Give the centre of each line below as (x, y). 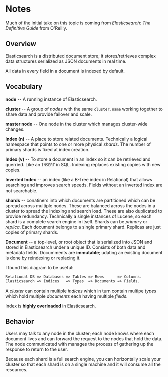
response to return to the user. (37, 349)
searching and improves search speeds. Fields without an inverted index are (84, 185)
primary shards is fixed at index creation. (47, 149)
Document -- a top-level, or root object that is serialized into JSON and (79, 242)
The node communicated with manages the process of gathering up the (79, 344)
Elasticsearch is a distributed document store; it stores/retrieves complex (81, 56)
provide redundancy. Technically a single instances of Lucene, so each (78, 216)
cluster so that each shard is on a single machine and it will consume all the (83, 364)
